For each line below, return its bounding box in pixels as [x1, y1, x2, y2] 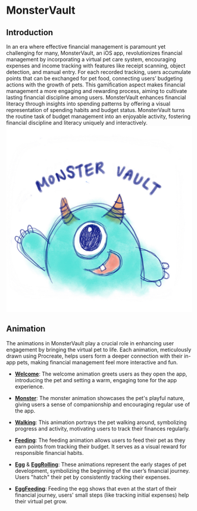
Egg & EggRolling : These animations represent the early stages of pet [14, 460, 187, 468]
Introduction [6, 27, 54, 38]
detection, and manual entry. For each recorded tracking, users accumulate [6, 69, 192, 75]
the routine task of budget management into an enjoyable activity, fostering [6, 113, 191, 120]
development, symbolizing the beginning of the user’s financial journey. [14, 467, 190, 474]
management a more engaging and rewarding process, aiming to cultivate [6, 88, 187, 94]
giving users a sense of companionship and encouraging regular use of [14, 401, 190, 408]
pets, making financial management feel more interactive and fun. [17, 358, 178, 366]
